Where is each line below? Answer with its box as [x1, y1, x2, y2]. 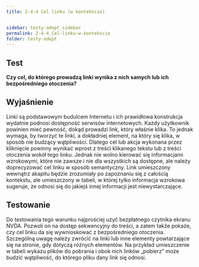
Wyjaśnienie [6, 97, 54, 107]
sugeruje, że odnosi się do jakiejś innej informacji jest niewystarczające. [6, 182, 183, 190]
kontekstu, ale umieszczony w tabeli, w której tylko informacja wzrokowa [6, 176, 185, 184]
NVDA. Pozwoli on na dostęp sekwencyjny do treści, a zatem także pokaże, [6, 222, 192, 229]
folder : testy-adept [6, 36, 58, 42]
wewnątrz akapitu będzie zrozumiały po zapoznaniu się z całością [6, 170, 169, 177]
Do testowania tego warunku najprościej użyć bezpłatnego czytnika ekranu [6, 216, 191, 223]
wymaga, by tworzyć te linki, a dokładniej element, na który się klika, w [6, 132, 181, 139]
